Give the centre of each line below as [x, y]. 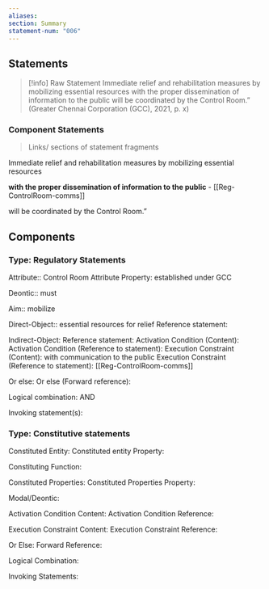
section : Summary [38, 23]
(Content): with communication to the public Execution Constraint [117, 357]
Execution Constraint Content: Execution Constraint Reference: [113, 529]
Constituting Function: [45, 467]
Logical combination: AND [52, 398]
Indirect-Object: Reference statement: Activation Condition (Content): [124, 340]
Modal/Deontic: [34, 499]
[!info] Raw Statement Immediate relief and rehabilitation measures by [144, 83]
